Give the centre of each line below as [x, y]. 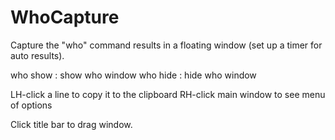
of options [31, 105]
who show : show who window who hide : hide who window [133, 75]
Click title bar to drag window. [71, 124]
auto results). [37, 55]
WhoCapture [65, 17]
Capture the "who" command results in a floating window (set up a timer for [166, 45]
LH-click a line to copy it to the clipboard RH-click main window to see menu [168, 94]
